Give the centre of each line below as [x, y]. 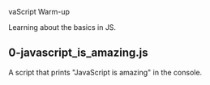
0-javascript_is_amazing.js [78, 53]
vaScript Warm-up [39, 12]
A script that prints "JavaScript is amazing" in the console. [105, 72]
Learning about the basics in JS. [62, 27]
